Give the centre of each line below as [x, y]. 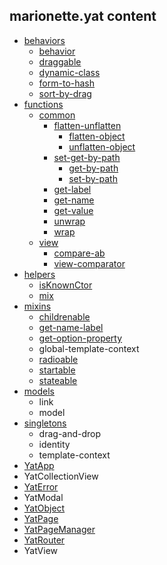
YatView [41, 550]
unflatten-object [102, 146]
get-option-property [80, 338]
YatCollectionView [61, 476]
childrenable [64, 316]
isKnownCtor [65, 285]
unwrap [69, 221]
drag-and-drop [70, 433]
